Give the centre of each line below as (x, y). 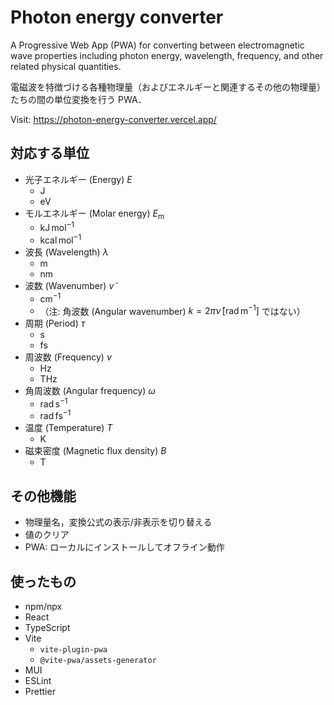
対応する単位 (50, 153)
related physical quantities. (66, 66)
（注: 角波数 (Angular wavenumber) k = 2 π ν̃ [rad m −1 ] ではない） (172, 310)
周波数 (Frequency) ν (68, 357)
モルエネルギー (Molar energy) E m (94, 214)
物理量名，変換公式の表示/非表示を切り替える (118, 522)
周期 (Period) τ (55, 323)
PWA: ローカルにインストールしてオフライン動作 (124, 547)
